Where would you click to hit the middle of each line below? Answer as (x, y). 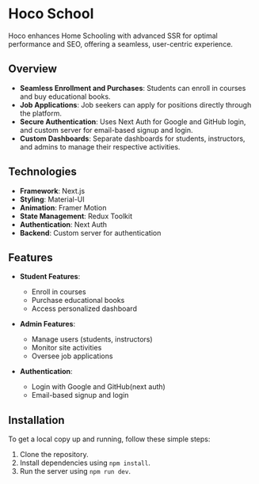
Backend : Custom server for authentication (90, 233)
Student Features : (50, 277)
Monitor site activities (67, 348)
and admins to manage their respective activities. (100, 146)
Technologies (43, 172)
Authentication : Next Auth (63, 224)
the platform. (40, 113)
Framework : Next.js (52, 191)
